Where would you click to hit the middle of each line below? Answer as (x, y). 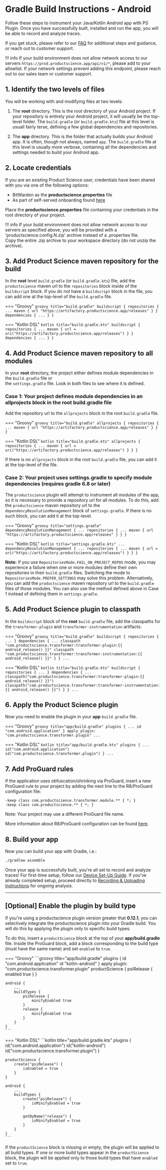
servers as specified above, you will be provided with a (61, 230)
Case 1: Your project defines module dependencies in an (74, 397)
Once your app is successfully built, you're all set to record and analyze (78, 870)
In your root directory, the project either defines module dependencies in (79, 373)
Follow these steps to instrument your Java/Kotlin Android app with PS (77, 23)
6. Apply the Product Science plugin (62, 705)
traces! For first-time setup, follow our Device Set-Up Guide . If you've (76, 875)
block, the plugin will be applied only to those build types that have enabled (82, 1158)
